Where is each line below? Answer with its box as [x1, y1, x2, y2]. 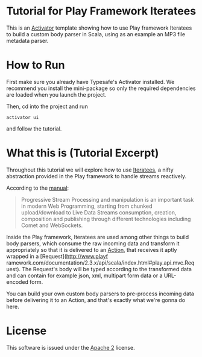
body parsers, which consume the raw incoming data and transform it [6, 240, 180, 247]
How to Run [6, 59, 65, 72]
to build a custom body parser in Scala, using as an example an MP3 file [6, 30, 186, 37]
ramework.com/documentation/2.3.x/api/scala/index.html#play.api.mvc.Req [6, 259, 195, 266]
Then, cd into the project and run [6, 103, 89, 110]
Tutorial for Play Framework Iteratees [6, 4, 197, 18]
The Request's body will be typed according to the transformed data [22, 265, 192, 272]
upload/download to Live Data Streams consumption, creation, [21, 208, 177, 216]
